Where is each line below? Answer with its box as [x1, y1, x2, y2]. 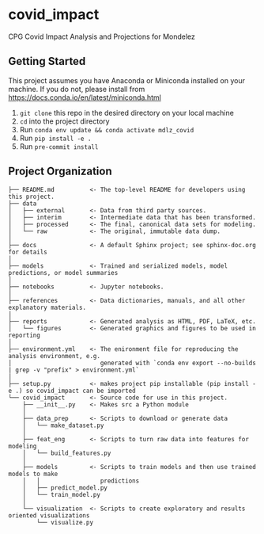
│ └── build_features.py [22, 449, 111, 457]
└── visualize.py [36, 518, 93, 526]
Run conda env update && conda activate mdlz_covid [19, 124, 194, 134]
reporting [8, 331, 41, 339]
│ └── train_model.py [22, 490, 101, 498]
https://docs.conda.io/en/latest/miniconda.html [8, 93, 162, 102]
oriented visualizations [8, 511, 90, 520]
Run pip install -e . [19, 133, 92, 143]
